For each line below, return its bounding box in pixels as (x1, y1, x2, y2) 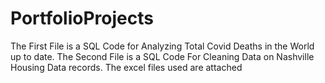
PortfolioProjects (10, 7, 154, 30)
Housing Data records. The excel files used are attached (10, 61, 243, 73)
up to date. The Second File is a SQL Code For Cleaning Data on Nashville (10, 50, 315, 62)
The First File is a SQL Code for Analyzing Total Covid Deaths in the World (10, 40, 315, 52)
